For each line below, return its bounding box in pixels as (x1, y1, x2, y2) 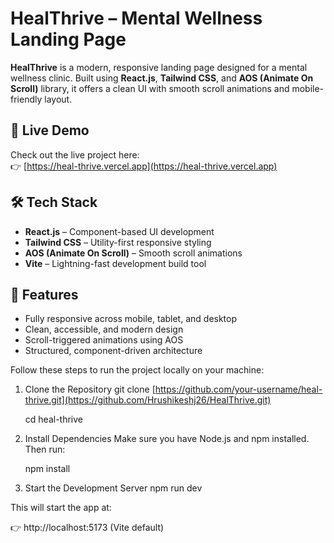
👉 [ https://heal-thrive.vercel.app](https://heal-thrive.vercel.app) (10, 160, 278, 172)
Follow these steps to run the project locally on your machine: (10, 364, 265, 376)
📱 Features (10, 286, 79, 303)
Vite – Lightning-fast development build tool (24, 257, 207, 269)
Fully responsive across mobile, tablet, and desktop (24, 313, 238, 325)
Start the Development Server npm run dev (24, 482, 203, 494)
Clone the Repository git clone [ (24, 383, 156, 396)
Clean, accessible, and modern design (24, 323, 184, 336)
